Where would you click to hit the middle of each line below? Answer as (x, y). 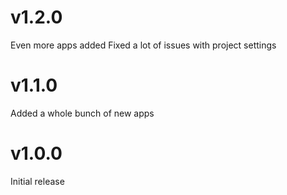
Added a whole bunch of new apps (82, 113)
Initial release (37, 181)
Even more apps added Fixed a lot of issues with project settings (143, 45)
